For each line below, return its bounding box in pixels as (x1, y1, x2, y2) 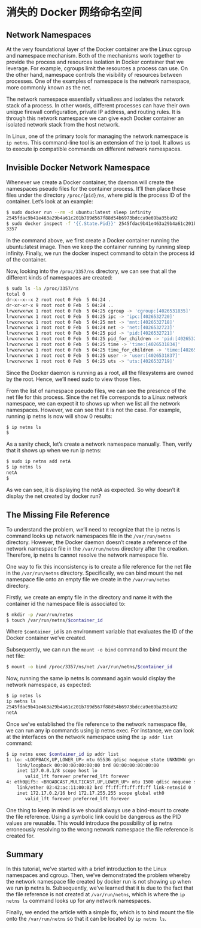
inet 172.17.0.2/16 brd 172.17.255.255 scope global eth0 (17, 790, 165, 796)
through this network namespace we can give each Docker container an (6, 115, 184, 122)
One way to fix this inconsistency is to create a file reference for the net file (6, 563, 191, 570)
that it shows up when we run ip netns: (6, 447, 102, 454)
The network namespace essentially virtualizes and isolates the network (6, 95, 184, 103)
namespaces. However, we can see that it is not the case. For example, (6, 406, 181, 413)
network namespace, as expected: (6, 681, 92, 689)
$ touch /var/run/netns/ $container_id (6, 617, 103, 623)
